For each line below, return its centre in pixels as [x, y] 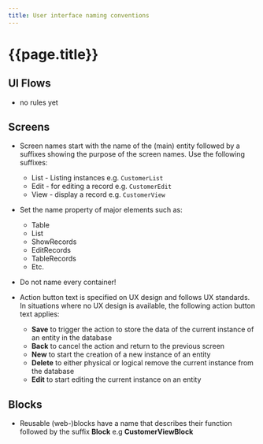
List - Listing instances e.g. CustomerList [97, 178]
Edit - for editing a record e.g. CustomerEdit [101, 187]
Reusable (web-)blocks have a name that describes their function [126, 424]
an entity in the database [72, 338]
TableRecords [54, 259]
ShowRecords [54, 242]
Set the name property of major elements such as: [101, 210]
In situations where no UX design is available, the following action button [137, 306]
